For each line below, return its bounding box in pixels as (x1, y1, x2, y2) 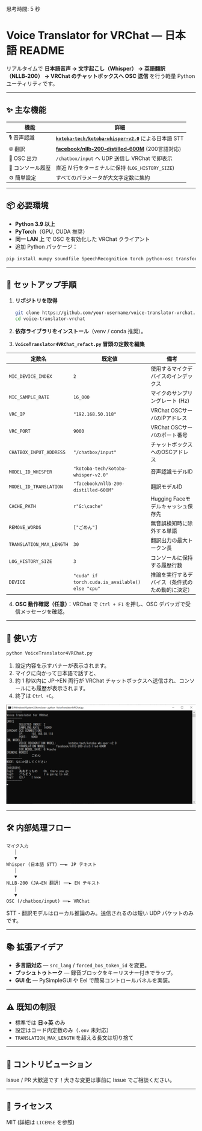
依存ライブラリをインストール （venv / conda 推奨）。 (14, 328, 147, 335)
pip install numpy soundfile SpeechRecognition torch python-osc (6, 255, 173, 261)
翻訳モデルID (150, 482, 183, 490)
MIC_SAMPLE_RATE (8, 394, 50, 400)
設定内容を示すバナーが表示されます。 (14, 662, 110, 669)
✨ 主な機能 (6, 105, 47, 115)
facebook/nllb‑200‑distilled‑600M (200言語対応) (55, 145, 182, 152)
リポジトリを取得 (14, 296, 58, 304)
